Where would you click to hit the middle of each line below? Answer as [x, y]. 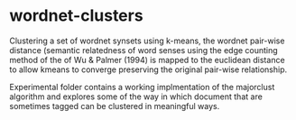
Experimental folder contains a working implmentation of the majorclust [142, 87]
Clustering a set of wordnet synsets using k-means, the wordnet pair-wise [147, 41]
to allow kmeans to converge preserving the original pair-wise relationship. [148, 69]
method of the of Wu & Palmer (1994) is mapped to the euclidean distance [148, 60]
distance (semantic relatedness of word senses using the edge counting [143, 50]
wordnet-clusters [76, 16]
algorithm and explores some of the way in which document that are [136, 97]
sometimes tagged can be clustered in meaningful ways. [115, 106]
